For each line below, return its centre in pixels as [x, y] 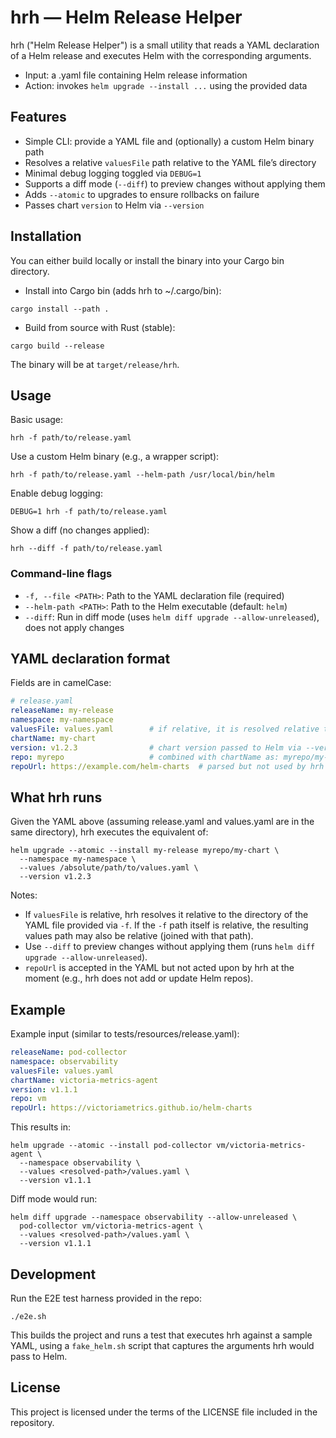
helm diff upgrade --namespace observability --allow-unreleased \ [154, 1217]
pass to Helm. [39, 1357]
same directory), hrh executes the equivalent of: [109, 832]
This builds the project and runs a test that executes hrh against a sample [161, 1335]
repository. [32, 1422]
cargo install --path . [60, 309]
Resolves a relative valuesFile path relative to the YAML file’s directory [170, 162]
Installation [46, 236]
